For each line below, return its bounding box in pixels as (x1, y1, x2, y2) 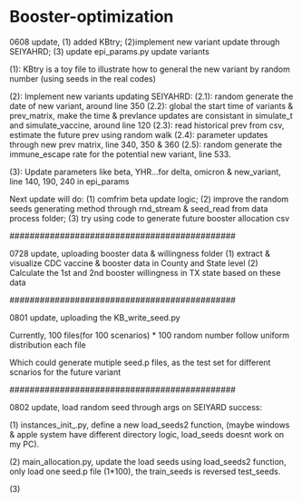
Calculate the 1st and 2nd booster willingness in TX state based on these (9, 267, 281, 278)
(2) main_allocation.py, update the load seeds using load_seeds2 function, (9, 456, 287, 467)
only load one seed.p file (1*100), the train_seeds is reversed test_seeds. (9, 466, 281, 477)
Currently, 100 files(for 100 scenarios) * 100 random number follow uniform (9, 330, 290, 340)
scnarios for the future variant (9, 366, 121, 378)
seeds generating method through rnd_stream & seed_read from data (9, 202, 268, 214)
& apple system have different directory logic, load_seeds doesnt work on (9, 428, 285, 439)
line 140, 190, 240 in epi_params (9, 175, 130, 187)
